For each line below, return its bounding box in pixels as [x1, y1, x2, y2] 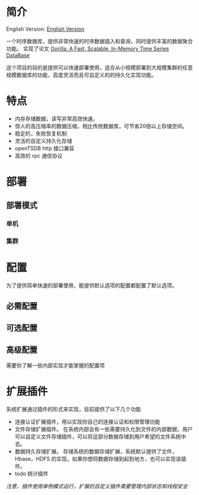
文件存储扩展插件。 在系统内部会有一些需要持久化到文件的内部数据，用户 [14, 425, 193, 433]
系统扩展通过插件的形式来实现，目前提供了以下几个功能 [6, 405, 141, 413]
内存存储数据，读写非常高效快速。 [14, 115, 98, 122]
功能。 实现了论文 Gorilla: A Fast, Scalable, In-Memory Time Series [6, 45, 169, 52]
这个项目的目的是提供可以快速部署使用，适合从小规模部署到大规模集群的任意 [6, 63, 193, 71]
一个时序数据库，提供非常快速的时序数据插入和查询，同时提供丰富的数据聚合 [6, 37, 193, 44]
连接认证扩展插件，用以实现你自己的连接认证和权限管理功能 [14, 418, 161, 425]
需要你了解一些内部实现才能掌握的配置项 [6, 362, 105, 369]
